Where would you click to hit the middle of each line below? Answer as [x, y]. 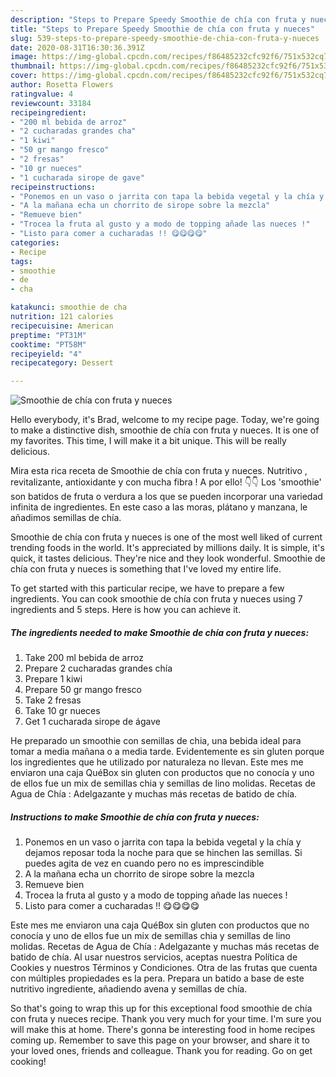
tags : [21, 261]
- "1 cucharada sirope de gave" [77, 177]
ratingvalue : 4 [42, 94]
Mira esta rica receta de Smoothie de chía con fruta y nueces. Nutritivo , [159, 471]
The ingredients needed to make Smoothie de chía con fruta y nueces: [160, 632]
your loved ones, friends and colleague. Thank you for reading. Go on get [161, 1051]
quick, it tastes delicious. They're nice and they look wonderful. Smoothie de [168, 558]
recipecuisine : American [62, 326]
